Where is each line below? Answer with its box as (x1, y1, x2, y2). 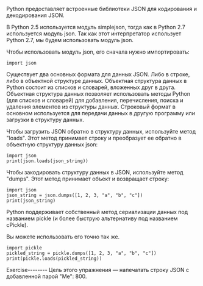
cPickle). (6, 221, 29, 228)
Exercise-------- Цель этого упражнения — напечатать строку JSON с (6, 266, 190, 273)
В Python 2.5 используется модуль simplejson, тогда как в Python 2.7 (6, 24, 186, 30)
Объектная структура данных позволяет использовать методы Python (6, 90, 191, 97)
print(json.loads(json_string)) (6, 158, 88, 164)
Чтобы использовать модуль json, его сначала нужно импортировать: (6, 48, 190, 55)
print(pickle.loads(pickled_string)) (6, 256, 102, 262)
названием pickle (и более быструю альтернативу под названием (6, 215, 178, 222)
